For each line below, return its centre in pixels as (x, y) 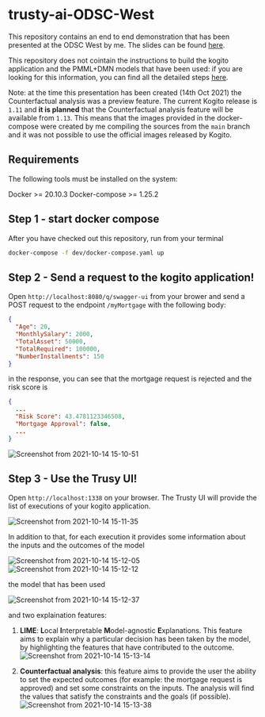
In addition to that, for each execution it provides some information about (127, 537)
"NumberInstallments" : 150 (60, 356)
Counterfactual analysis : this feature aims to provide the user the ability (138, 671)
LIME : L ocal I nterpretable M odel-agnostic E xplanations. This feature (131, 631)
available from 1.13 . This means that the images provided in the (112, 117)
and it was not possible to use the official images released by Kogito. (120, 134)
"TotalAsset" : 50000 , (51, 341)
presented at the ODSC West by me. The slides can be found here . (117, 44)
